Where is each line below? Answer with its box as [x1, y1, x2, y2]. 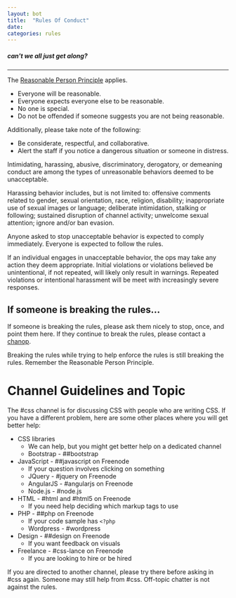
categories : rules [7, 30, 61, 37]
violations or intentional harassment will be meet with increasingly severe [7, 275, 219, 285]
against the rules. [7, 583, 58, 591]
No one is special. [17, 105, 70, 113]
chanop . [7, 337, 32, 346]
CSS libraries [17, 434, 55, 443]
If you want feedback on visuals [27, 539, 121, 547]
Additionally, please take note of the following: [7, 126, 141, 134]
